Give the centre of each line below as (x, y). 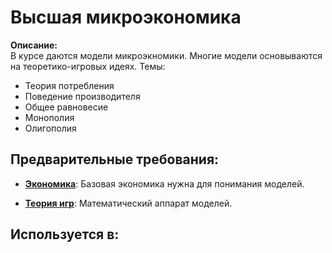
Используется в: (65, 234)
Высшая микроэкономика (126, 17)
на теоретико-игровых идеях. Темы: (88, 66)
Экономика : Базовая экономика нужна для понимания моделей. (164, 183)
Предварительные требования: (115, 159)
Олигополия (50, 128)
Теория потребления (69, 85)
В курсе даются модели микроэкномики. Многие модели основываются (166, 55)
